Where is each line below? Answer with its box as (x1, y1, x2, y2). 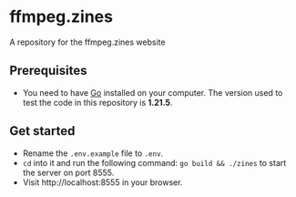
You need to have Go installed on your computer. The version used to (22, 87, 283, 98)
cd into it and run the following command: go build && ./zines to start (22, 157, 287, 168)
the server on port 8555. (22, 167, 115, 178)
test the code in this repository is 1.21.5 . (22, 97, 173, 108)
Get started (9, 123, 76, 139)
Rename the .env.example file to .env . (22, 148, 164, 159)
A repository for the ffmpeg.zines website (9, 36, 166, 47)
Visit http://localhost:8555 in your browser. (22, 176, 183, 188)
